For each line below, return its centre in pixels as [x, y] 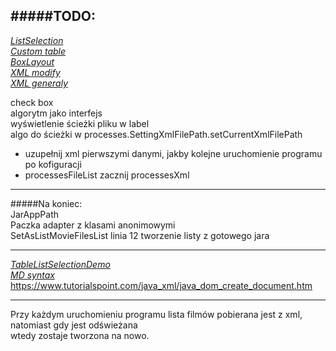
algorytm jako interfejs [56, 113]
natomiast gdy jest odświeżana [74, 325]
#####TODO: [53, 16]
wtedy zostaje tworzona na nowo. [80, 335]
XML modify [35, 72]
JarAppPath [35, 214]
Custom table [38, 51]
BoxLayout [32, 61]
